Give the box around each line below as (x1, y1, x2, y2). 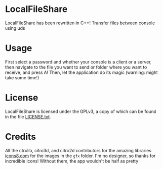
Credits (5, 131, 36, 142)
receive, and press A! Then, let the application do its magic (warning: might (5, 69, 158, 75)
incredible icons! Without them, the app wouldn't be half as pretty (5, 158, 139, 164)
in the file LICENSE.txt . (5, 113, 51, 119)
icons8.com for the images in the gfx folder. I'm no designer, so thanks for (5, 153, 156, 159)
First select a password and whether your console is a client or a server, (5, 58, 152, 65)
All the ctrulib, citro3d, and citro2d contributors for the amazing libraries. (5, 147, 153, 153)
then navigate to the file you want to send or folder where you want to (5, 64, 147, 70)
